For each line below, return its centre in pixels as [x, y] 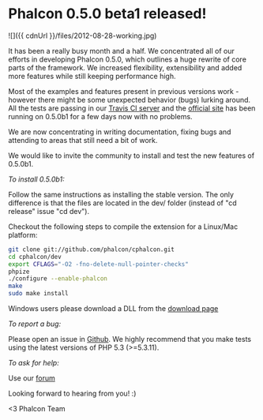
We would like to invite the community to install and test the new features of [131, 156]
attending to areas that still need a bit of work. [83, 140]
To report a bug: [35, 324]
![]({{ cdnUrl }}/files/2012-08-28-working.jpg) [83, 36]
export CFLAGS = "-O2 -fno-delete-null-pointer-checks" [99, 264]
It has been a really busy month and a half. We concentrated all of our [121, 51]
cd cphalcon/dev [35, 257]
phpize [19, 272]
